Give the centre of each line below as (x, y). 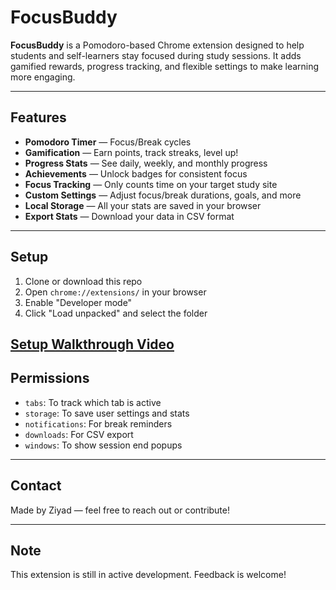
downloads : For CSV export (79, 434)
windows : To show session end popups (103, 445)
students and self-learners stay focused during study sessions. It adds (156, 55)
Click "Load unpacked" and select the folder (116, 313)
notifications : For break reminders (98, 423)
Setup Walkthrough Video (92, 344)
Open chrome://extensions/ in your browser (115, 292)
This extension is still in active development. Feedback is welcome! (148, 575)
